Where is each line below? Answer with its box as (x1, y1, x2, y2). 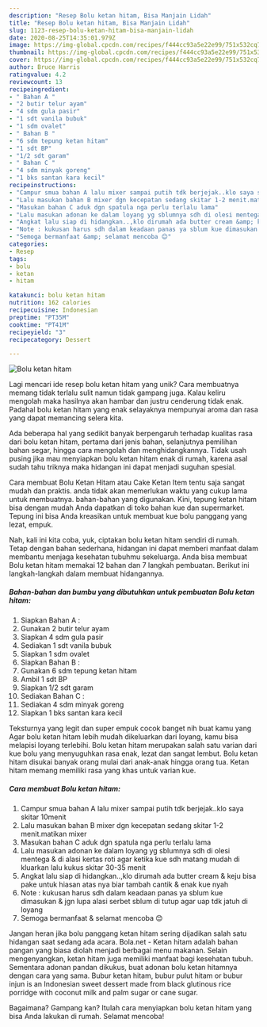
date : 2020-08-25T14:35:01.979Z (9, 33, 116, 42)
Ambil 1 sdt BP (20, 675, 68, 684)
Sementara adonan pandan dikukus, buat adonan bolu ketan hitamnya (9, 963, 238, 972)
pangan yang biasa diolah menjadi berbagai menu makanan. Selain (9, 945, 228, 956)
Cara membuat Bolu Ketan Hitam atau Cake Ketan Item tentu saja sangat (9, 477, 245, 488)
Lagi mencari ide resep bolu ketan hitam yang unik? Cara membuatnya (9, 380, 239, 389)
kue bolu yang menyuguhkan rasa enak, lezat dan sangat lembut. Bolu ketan (9, 749, 258, 758)
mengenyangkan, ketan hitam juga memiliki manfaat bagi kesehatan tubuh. (9, 954, 254, 964)
